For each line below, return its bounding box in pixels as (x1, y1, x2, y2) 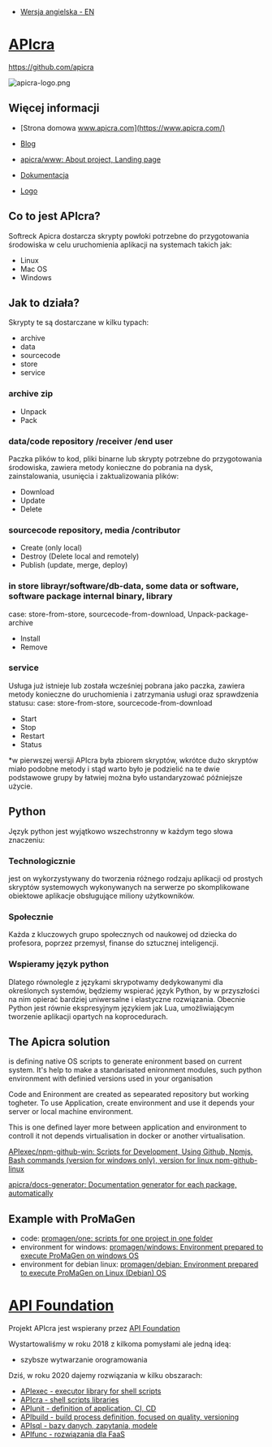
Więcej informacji (8, 102, 100, 115)
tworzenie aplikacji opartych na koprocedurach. (8, 1011, 168, 1022)
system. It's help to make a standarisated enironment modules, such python (8, 1065, 262, 1075)
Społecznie (8, 911, 54, 922)
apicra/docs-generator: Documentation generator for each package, (8, 1180, 237, 1190)
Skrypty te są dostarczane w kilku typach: (8, 317, 149, 327)
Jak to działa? (8, 296, 80, 309)
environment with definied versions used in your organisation (8, 1073, 214, 1083)
